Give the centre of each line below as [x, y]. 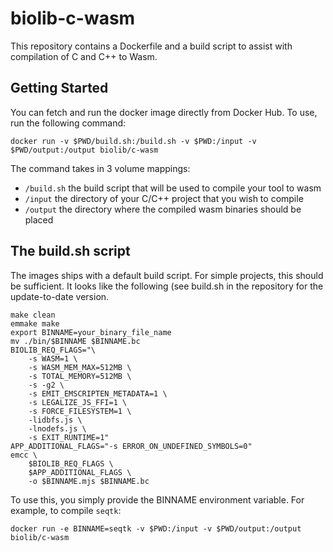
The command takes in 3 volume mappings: [100, 168]
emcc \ [24, 455]
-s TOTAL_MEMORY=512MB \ [80, 376]
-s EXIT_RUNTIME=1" [69, 437]
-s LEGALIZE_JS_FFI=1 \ [78, 402]
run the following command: [68, 123]
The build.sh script [70, 251]
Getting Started [59, 88]
